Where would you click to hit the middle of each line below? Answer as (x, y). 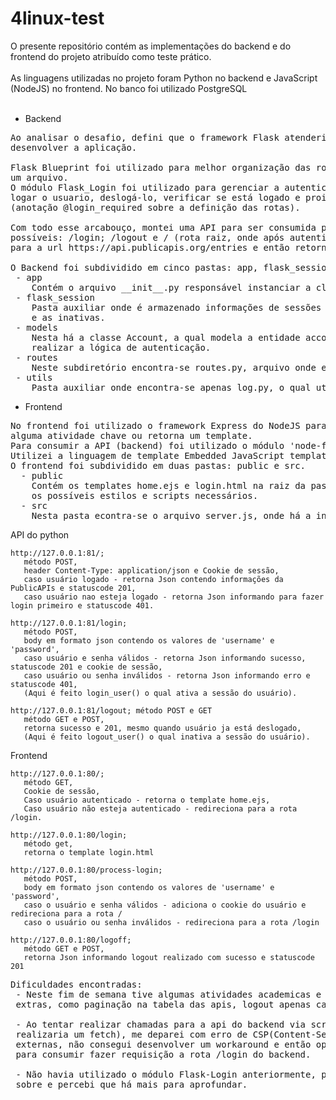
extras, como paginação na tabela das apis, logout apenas (163, 1004)
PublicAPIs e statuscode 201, (73, 588)
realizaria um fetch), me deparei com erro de (131, 1034)
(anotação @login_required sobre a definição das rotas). (155, 207)
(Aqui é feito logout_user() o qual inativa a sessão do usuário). (167, 737)
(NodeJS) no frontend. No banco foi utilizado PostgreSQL (129, 88)
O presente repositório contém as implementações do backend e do (151, 46)
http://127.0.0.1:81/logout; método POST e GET (111, 710)
